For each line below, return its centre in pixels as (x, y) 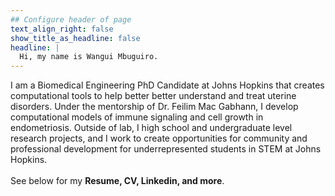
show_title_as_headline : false (75, 38)
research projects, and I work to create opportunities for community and (159, 138)
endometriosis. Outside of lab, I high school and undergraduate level (151, 128)
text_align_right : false (62, 29)
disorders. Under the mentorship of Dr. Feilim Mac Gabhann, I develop (154, 107)
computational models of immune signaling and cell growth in (137, 117)
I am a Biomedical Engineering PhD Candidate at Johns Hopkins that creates (167, 85)
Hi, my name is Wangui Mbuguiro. (89, 57)
